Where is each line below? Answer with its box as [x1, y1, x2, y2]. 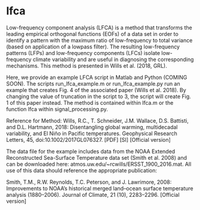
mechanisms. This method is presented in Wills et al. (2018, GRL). [6, 62, 167, 69]
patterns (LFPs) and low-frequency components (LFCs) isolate [6, 49, 160, 56]
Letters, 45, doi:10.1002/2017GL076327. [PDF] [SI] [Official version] [6, 136, 171, 143]
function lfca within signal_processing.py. [6, 105, 109, 112]
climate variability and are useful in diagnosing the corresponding [32, 56, 194, 63]
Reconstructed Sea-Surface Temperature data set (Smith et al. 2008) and [6, 154, 187, 161]
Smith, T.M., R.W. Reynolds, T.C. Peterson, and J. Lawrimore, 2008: [6, 178, 172, 185]
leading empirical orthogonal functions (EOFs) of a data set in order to [6, 30, 179, 37]
